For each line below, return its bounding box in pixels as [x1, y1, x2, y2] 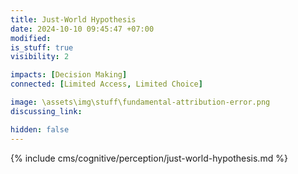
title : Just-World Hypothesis [10, 14, 137, 25]
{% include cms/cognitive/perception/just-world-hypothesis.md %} [10, 152, 288, 164]
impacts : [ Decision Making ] [10, 70, 128, 80]
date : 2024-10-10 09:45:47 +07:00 [10, 24, 155, 34]
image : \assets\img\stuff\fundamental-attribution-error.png [10, 97, 271, 107]
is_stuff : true [10, 42, 74, 53]
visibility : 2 [10, 52, 70, 62]
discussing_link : [10, 106, 83, 116]
